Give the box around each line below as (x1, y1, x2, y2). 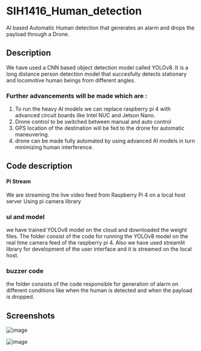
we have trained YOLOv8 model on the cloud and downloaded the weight (6, 226, 187, 233)
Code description (6, 161, 73, 171)
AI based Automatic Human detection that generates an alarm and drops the (6, 24, 195, 31)
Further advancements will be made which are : (6, 91, 148, 100)
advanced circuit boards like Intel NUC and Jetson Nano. (14, 112, 156, 119)
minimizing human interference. (14, 144, 94, 151)
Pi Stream (6, 178, 31, 185)
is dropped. (6, 293, 35, 301)
